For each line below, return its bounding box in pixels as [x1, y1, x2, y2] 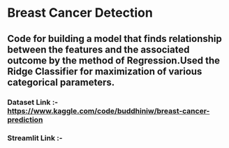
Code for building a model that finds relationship [7, 33, 222, 45]
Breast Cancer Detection [7, 5, 154, 21]
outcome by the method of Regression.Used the [7, 54, 221, 66]
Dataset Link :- [7, 97, 59, 107]
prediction [7, 114, 43, 124]
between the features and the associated [7, 43, 190, 55]
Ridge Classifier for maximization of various [7, 65, 202, 77]
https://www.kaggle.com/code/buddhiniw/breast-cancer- [7, 106, 210, 116]
